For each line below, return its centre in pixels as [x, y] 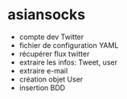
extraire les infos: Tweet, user [68, 62]
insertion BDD [42, 87]
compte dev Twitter [51, 37]
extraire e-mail [43, 70]
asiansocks [47, 15]
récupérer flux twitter [54, 53]
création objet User [51, 79]
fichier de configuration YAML [69, 45]
